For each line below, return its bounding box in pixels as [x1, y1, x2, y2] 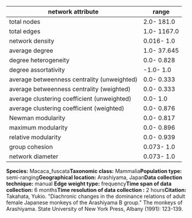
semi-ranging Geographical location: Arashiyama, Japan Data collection [6, 174, 183, 181]
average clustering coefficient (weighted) [9, 104, 124, 112]
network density [9, 37, 55, 45]
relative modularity [9, 133, 61, 141]
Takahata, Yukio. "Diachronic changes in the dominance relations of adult [6, 193, 185, 200]
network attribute [48, 8, 99, 15]
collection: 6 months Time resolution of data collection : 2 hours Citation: [6, 187, 187, 193]
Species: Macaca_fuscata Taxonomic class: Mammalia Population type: [6, 168, 182, 174]
